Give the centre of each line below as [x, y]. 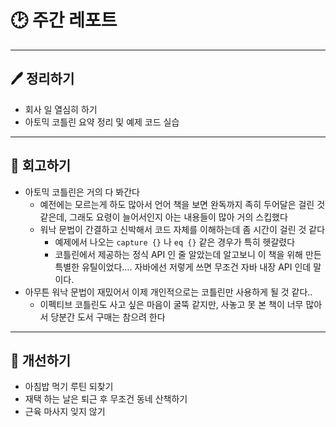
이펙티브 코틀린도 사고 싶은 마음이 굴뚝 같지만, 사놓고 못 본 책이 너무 [171, 304]
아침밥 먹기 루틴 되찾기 [69, 387]
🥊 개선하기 [41, 360]
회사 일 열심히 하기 [61, 109]
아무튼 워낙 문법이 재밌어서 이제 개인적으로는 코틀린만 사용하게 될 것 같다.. [168, 292]
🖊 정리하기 [42, 79]
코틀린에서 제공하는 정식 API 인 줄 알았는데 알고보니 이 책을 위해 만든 [188, 254]
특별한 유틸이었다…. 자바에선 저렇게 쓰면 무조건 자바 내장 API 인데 [183, 267]
